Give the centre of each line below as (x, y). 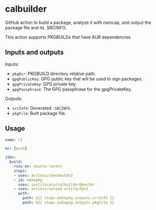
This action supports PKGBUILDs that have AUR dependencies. (68, 37)
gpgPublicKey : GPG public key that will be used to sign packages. (77, 78)
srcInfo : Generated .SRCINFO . (42, 108)
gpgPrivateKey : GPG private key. (44, 84)
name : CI (14, 140)
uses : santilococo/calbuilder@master (56, 184)
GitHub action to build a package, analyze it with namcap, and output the (78, 22)
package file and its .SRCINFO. (36, 27)
